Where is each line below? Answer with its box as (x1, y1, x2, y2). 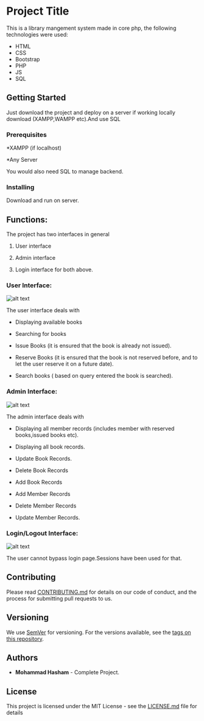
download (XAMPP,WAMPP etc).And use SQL (6, 115, 121, 122)
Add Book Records (15, 478, 63, 486)
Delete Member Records (15, 502, 77, 509)
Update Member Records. (15, 514, 80, 521)
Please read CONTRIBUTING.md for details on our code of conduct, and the (6, 588, 197, 596)
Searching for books (15, 330, 67, 338)
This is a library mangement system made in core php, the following (6, 24, 177, 32)
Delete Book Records (15, 467, 69, 474)
